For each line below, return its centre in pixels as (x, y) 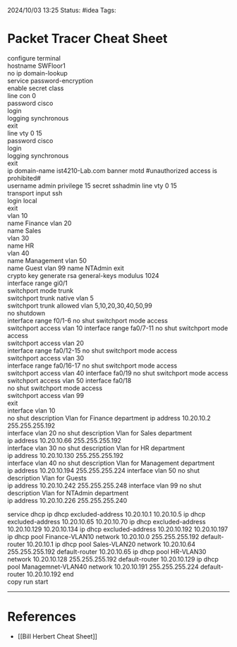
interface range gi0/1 (38, 283)
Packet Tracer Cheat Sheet (87, 39)
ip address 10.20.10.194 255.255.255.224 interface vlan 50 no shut (103, 470)
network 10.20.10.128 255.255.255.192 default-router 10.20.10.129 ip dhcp (113, 559)
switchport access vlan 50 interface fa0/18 (69, 380)
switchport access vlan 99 (46, 395)
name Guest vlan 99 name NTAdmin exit (66, 268)
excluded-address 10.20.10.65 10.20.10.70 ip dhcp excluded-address (107, 521)
